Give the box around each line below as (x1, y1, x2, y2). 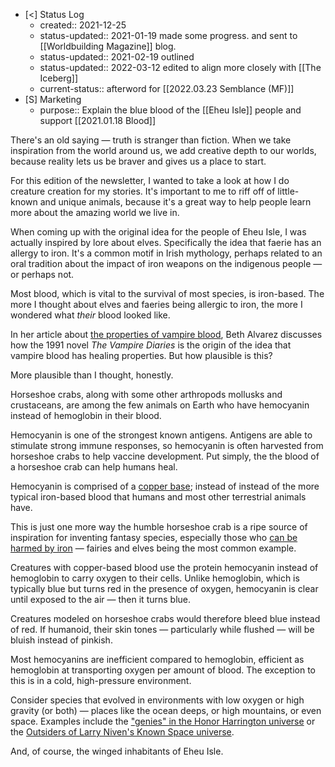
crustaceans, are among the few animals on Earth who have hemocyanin (10, 399, 310, 411)
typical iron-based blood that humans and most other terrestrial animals (10, 491, 307, 503)
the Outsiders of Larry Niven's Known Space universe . (10, 726, 235, 738)
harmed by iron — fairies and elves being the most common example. (10, 542, 297, 554)
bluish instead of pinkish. (10, 634, 113, 646)
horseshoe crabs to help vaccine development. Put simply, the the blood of (10, 450, 320, 462)
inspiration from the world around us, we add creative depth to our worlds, (10, 145, 317, 156)
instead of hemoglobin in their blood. (10, 410, 162, 421)
